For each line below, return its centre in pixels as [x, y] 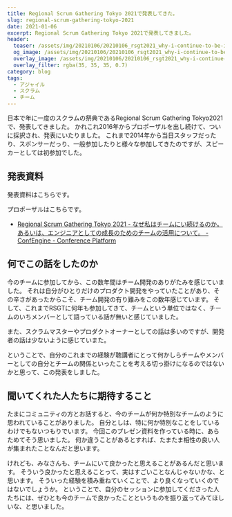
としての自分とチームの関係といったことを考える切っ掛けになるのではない [118, 363]
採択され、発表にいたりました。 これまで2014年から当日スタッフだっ [112, 135]
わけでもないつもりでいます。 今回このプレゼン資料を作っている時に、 [107, 431]
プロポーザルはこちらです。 [46, 209]
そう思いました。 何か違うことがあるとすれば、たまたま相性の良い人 [123, 440]
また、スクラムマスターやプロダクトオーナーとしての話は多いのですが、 [110, 331]
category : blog [29, 71]
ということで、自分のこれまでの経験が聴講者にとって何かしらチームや [106, 355]
